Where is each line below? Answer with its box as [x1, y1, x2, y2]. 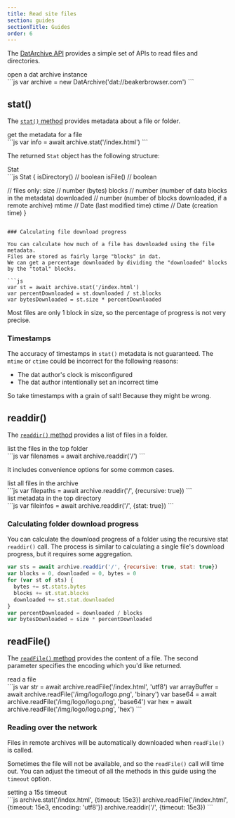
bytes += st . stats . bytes [13, 583, 86, 591]
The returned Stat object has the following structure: [7, 152, 160, 160]
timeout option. [7, 774, 51, 783]
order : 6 [7, 30, 33, 37]
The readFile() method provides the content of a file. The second [7, 654, 199, 663]
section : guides [7, 17, 55, 24]
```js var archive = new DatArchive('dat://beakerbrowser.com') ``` [7, 78, 194, 87]
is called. [7, 746, 34, 755]
